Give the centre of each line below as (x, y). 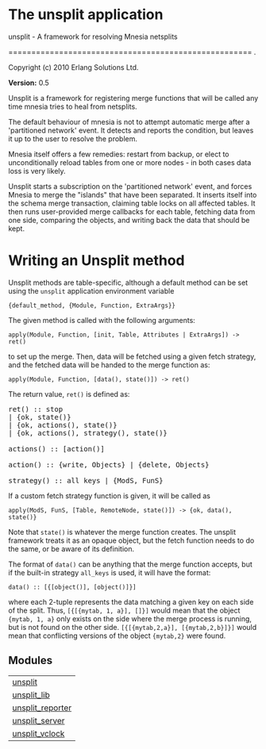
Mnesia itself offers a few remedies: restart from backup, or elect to (119, 154)
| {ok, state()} (40, 417)
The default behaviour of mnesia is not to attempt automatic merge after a (129, 121)
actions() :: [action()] (56, 449)
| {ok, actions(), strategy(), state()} (88, 433)
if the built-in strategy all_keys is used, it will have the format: (110, 572)
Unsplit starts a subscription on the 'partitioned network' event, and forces (130, 186)
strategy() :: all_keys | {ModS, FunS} (86, 480)
